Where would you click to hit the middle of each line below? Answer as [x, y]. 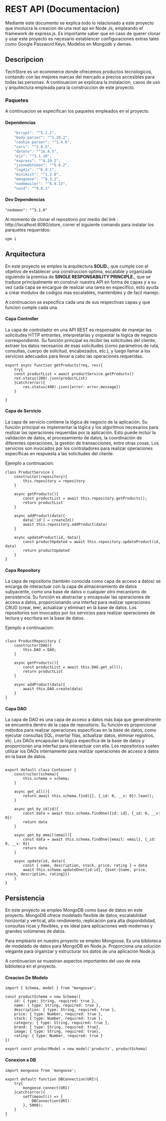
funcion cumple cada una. [32, 307]
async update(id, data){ [40, 861]
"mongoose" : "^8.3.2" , [37, 179]
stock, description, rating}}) [37, 874]
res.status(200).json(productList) [51, 378]
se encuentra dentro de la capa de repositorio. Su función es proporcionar [81, 725]
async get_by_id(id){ [36, 809]
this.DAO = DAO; [40, 650]
